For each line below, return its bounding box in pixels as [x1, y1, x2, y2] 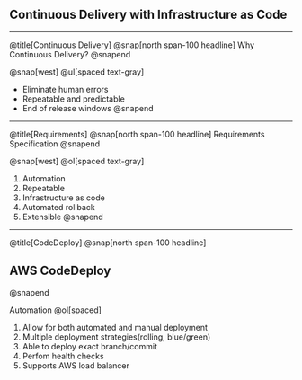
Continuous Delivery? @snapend [9, 49, 131, 59]
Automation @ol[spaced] [9, 305, 102, 315]
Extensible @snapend [22, 211, 103, 222]
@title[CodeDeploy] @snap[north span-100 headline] [9, 237, 207, 248]
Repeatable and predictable [22, 93, 126, 104]
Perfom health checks [22, 350, 105, 361]
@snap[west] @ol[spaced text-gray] [9, 155, 145, 166]
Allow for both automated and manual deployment [22, 322, 209, 332]
